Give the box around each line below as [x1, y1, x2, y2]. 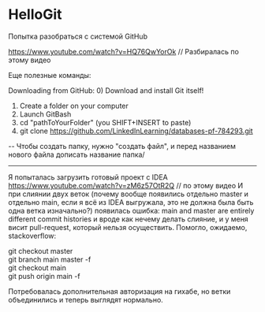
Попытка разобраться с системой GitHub [8, 32, 148, 41]
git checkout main [8, 262, 67, 273]
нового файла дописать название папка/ [8, 150, 145, 159]
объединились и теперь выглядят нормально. [8, 295, 163, 304]
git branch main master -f [8, 254, 91, 264]
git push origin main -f [8, 271, 80, 280]
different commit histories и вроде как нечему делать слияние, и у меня [8, 214, 248, 224]
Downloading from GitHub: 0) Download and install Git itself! [8, 85, 204, 95]
